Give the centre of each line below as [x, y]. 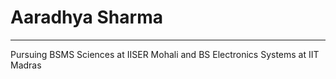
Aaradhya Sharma [86, 17]
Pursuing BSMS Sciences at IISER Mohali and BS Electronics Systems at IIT [165, 54]
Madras [26, 65]
